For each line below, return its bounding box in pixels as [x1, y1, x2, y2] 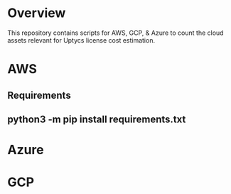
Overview [7, 5, 66, 21]
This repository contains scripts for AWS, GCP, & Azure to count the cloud [7, 28, 224, 37]
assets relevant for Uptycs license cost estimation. [7, 36, 155, 44]
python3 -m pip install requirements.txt [7, 113, 186, 125]
